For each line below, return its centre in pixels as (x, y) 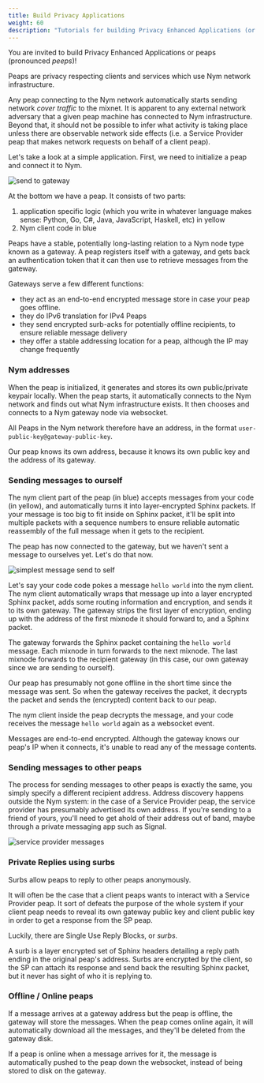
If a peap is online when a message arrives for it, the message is (113, 1054)
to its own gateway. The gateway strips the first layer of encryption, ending (130, 610)
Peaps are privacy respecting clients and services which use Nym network (129, 77)
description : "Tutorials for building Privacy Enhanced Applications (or (132, 30)
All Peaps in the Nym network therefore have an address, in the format (123, 428)
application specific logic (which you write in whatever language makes (136, 212)
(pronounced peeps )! (43, 61)
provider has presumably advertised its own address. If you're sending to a (130, 810)
